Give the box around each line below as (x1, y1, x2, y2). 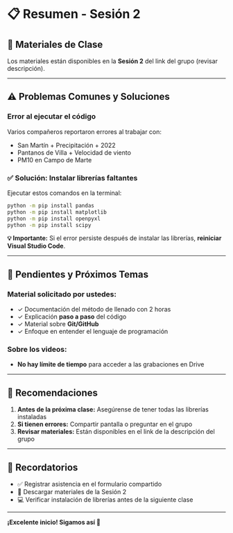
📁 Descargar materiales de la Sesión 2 (17, 488, 127, 496)
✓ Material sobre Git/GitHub (17, 320, 99, 328)
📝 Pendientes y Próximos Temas (7, 269, 149, 280)
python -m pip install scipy (7, 221, 92, 228)
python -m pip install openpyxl (7, 215, 101, 222)
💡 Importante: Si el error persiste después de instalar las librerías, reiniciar (7, 234, 222, 242)
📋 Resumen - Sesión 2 (7, 6, 141, 22)
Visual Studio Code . (7, 242, 66, 251)
